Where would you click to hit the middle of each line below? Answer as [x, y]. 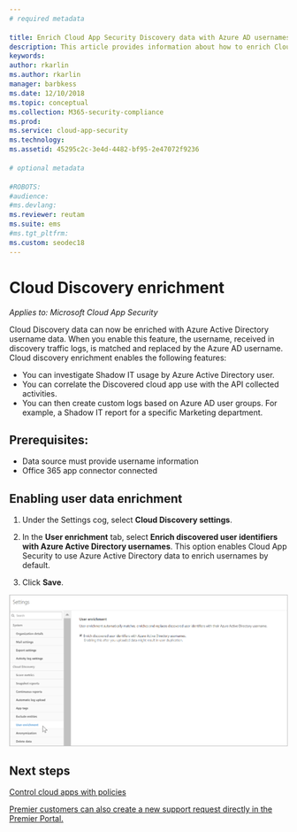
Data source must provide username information [110, 461]
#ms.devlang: [33, 205]
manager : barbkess [43, 84]
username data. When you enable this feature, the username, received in [142, 339]
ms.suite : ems [35, 224]
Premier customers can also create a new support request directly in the [141, 809]
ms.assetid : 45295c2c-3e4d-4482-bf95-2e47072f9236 [104, 150]
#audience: [29, 196]
